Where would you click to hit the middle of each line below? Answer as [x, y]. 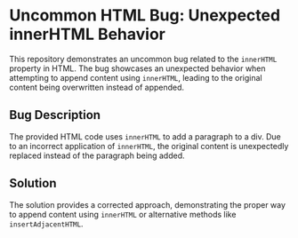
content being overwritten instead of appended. [97, 87]
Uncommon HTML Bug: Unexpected [145, 16]
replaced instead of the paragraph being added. [97, 155]
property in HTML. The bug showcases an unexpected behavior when [137, 68]
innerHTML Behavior [88, 34]
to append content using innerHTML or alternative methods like [123, 214]
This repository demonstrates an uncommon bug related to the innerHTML [143, 59]
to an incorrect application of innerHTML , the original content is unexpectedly [149, 146]
